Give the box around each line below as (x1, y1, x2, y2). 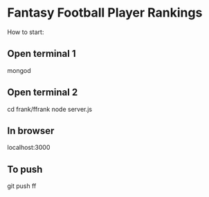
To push (7, 163, 43, 175)
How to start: (7, 28, 44, 36)
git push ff (7, 182, 37, 190)
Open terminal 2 (7, 87, 78, 98)
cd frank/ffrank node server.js (7, 105, 93, 113)
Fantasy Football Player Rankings (7, 5, 203, 21)
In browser (7, 125, 55, 137)
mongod (7, 66, 31, 74)
